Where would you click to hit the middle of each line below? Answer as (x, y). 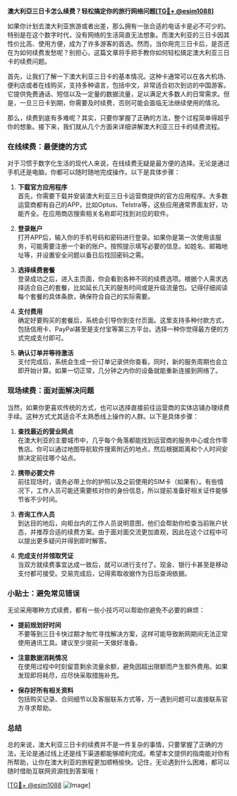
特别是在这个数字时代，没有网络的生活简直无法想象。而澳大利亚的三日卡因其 (119, 35)
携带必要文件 (36, 473)
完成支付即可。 (45, 338)
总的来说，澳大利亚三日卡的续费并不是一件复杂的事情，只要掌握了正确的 (112, 744)
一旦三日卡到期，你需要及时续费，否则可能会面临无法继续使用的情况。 (121, 103)
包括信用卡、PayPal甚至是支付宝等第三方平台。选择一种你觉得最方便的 (120, 329)
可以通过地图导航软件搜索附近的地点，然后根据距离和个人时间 (132, 449)
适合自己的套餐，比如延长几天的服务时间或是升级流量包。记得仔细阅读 (126, 288)
